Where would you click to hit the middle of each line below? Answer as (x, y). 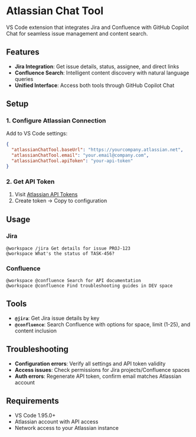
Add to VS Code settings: (37, 134)
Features (23, 52)
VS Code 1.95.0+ (35, 415)
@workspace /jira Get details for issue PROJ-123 (68, 248)
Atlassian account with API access (56, 422)
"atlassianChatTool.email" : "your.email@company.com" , (80, 156)
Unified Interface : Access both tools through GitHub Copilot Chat (94, 85)
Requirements (32, 401)
